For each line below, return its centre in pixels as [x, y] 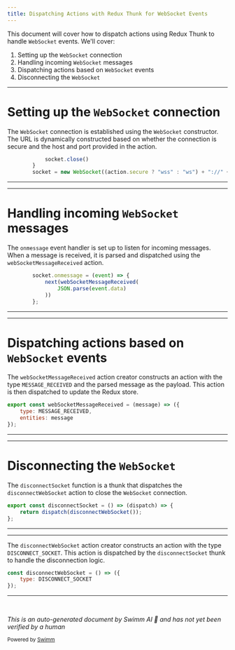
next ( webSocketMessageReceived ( [92, 282]
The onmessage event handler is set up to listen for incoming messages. [109, 248]
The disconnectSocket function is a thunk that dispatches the [95, 485]
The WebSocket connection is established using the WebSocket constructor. [113, 131]
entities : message [47, 418]
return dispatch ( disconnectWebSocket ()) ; [81, 512]
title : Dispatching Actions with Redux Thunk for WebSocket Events [108, 14]
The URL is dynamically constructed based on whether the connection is [112, 139]
